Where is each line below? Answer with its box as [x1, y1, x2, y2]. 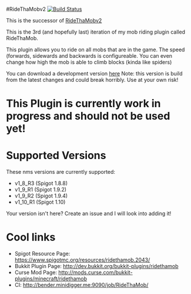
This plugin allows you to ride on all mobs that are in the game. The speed [6, 46, 185, 53]
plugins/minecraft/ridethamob [14, 275, 87, 282]
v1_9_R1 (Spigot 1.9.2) [14, 186, 66, 193]
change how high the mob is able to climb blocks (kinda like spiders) [6, 59, 172, 65]
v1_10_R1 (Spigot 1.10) [14, 199, 66, 206]
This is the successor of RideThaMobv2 [6, 17, 102, 24]
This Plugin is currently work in [6, 97, 161, 110]
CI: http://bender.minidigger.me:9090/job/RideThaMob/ [14, 282, 149, 289]
